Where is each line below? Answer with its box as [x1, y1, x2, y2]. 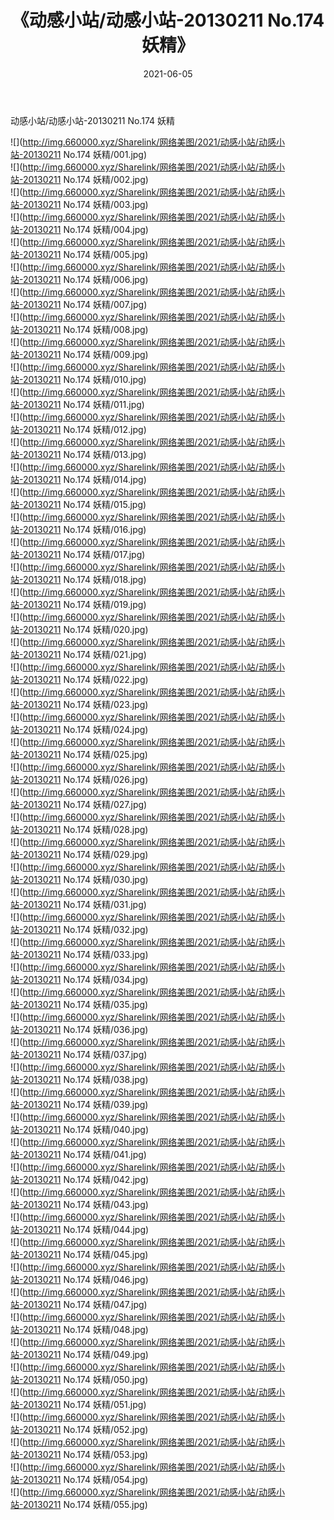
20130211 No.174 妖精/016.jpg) [22, 523, 147, 535]
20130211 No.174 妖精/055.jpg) [22, 1498, 148, 1510]
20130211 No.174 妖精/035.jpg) [22, 998, 149, 1010]
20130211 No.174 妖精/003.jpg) [22, 198, 149, 210]
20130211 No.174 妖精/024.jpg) [22, 723, 149, 735]
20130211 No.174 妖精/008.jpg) [22, 323, 149, 335]
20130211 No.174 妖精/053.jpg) [22, 1448, 149, 1460]
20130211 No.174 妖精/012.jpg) [22, 423, 147, 435]
